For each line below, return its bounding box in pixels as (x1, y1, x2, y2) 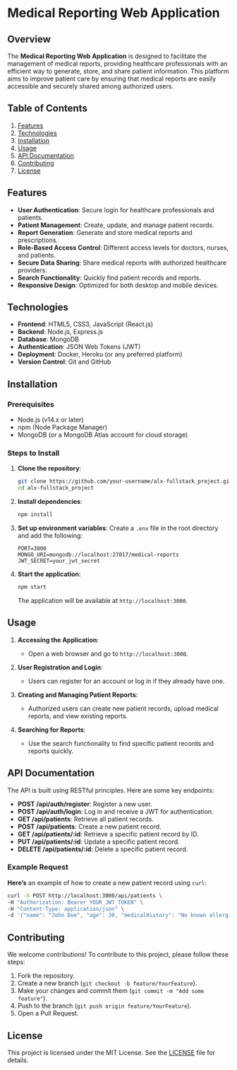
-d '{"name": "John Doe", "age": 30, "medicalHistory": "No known (7, 911, 207, 919)
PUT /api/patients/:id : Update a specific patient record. (17, 837, 180, 846)
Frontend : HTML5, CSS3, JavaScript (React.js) (17, 320, 154, 328)
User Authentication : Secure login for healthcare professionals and (17, 205, 214, 214)
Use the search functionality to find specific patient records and (28, 739, 214, 747)
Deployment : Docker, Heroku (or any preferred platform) (17, 350, 183, 359)
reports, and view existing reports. (28, 711, 128, 720)
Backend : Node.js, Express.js (17, 328, 104, 336)
